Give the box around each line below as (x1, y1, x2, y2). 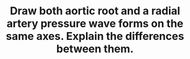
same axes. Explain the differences (5, 30, 185, 43)
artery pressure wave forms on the (6, 17, 184, 30)
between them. (56, 42, 134, 56)
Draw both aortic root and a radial (10, 4, 180, 18)
